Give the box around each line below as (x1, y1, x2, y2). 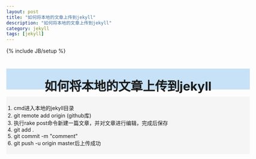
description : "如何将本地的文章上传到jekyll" (6, 20, 112, 26)
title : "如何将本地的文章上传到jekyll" (6, 14, 96, 20)
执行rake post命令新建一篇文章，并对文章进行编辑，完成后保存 (14, 120, 168, 127)
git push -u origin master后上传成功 (14, 140, 101, 147)
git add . (14, 126, 34, 133)
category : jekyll (6, 25, 50, 32)
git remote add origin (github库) (14, 112, 92, 120)
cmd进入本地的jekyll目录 (14, 105, 74, 112)
